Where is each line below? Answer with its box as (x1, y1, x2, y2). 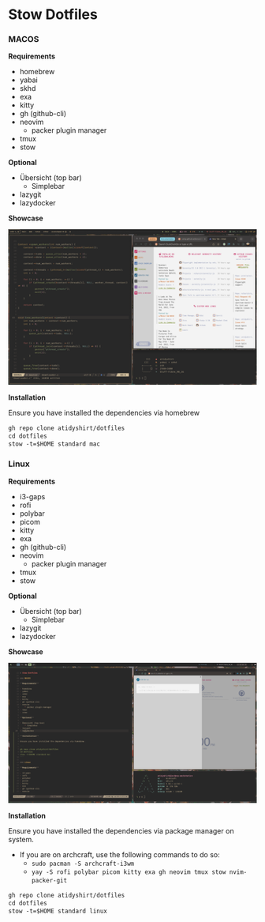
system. (8, 834, 34, 844)
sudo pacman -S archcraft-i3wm (31, 860, 135, 867)
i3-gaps (19, 491, 46, 501)
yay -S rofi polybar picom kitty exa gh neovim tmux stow (31, 867, 226, 876)
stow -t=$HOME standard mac (8, 440, 101, 448)
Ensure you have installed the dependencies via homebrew (8, 408, 200, 418)
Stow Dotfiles (8, 6, 99, 24)
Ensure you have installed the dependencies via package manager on (8, 826, 234, 835)
